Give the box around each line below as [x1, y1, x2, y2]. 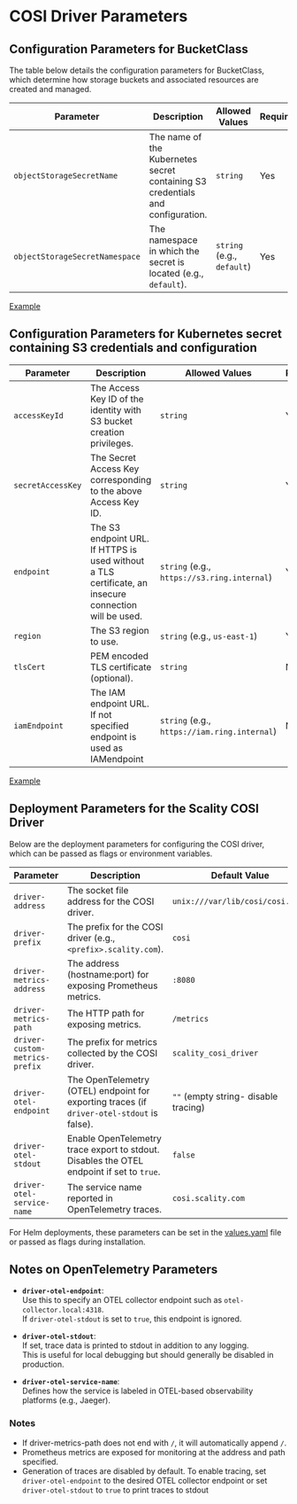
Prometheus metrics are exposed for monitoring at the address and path [21, 1446, 286, 1457]
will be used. [89, 610, 143, 622]
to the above [89, 485, 143, 497]
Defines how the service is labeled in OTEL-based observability [21, 1385, 254, 1397]
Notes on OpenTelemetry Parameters [9, 1262, 218, 1277]
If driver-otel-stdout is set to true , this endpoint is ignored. [21, 1313, 242, 1324]
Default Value [210, 869, 270, 881]
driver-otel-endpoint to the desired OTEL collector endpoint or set [21, 1475, 268, 1485]
